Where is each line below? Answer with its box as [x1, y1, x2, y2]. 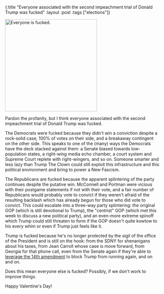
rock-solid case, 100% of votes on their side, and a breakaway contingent [5, 135, 154, 141]
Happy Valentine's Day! [5, 283, 52, 289]
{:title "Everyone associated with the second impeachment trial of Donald [5, 4, 153, 10]
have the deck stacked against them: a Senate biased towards [5, 146, 131, 151]
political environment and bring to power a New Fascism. [5, 167, 120, 173]
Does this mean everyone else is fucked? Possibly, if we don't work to [5, 268, 146, 274]
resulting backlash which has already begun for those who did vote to [5, 197, 146, 203]
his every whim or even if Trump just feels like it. [5, 223, 103, 229]
